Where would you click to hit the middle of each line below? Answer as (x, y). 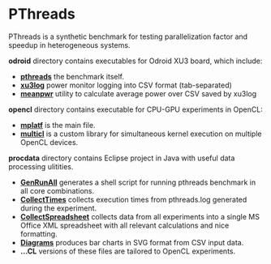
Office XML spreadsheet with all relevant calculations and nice (125, 225)
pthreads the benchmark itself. (72, 76)
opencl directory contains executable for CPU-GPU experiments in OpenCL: (136, 109)
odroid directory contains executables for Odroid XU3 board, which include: (135, 61)
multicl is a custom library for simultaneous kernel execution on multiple (141, 134)
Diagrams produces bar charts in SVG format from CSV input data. (132, 242)
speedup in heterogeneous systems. (69, 45)
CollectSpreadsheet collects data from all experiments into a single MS (140, 216)
